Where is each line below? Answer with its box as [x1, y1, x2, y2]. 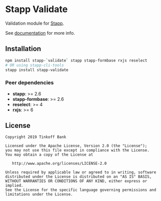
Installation [5, 44, 41, 53]
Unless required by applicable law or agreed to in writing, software [5, 170, 156, 175]
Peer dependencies [5, 79, 54, 86]
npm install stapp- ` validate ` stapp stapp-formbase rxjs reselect [5, 58, 147, 63]
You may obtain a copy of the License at [5, 152, 94, 157]
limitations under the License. [5, 192, 73, 197]
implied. [5, 183, 24, 188]
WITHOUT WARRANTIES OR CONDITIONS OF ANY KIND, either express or [5, 179, 147, 184]
